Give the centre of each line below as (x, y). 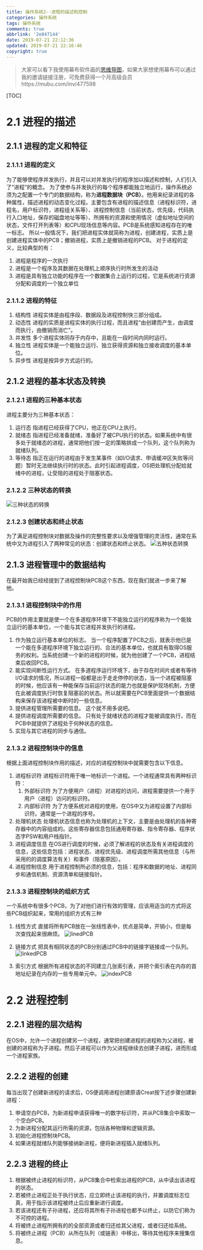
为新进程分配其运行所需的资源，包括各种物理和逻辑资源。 (86, 1128)
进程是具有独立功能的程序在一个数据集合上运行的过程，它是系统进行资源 (105, 275)
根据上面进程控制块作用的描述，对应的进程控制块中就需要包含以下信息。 (96, 763)
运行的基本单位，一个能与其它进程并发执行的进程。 (75, 627)
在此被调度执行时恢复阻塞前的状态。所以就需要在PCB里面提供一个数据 (102, 693)
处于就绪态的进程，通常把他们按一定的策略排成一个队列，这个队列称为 (108, 442)
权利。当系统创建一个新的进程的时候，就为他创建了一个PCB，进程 (108, 655)
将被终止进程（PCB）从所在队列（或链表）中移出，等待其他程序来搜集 (102, 1233)
